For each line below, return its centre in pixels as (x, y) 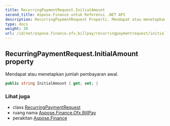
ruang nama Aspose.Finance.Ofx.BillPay (54, 112)
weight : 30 (17, 29)
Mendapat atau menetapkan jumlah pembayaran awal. (62, 74)
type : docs (17, 24)
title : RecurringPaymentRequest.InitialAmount (55, 10)
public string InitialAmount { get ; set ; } (52, 83)
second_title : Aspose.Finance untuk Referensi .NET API (65, 15)
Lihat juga (18, 96)
